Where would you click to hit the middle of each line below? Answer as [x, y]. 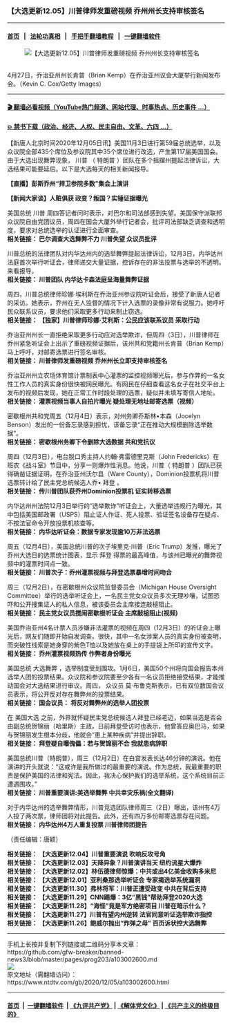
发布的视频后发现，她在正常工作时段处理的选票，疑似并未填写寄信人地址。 [113, 393]
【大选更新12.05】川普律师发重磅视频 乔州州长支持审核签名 [106, 10]
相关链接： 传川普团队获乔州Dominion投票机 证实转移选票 [89, 491]
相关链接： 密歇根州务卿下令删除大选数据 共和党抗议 [81, 442]
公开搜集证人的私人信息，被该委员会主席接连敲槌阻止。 [98, 604]
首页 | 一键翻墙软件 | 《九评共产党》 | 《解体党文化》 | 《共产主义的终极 [110, 1005]
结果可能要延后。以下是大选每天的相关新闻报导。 [83, 169]
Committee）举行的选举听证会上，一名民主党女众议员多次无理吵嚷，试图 [110, 596]
